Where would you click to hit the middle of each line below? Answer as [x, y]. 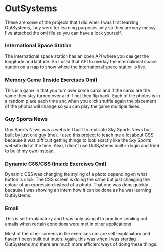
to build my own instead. [30, 151]
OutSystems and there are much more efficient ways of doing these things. [81, 244]
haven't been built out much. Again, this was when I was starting [71, 239]
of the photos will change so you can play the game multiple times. [73, 106]
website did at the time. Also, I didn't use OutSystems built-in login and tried [82, 145]
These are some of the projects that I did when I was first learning [72, 22]
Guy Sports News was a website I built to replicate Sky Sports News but [78, 129]
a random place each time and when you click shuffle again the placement [81, 101]
